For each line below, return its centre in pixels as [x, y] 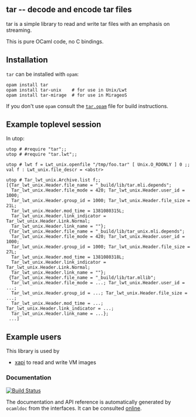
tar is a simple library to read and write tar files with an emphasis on [88, 23]
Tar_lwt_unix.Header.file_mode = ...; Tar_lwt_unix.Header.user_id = [98, 283]
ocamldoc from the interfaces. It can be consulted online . [74, 408]
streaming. [19, 30]
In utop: [15, 139]
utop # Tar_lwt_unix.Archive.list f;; [53, 180]
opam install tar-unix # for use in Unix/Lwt [67, 90]
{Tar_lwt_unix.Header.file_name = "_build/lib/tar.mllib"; [82, 278]
